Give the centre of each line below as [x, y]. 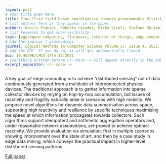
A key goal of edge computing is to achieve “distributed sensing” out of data [83, 79]
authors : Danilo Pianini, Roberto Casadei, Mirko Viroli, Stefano [75, 28]
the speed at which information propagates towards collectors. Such [75, 115]
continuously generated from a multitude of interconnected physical [74, 84]
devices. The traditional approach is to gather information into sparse [76, 89]
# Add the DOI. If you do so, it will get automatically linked [73, 51]
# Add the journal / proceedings [40, 42]
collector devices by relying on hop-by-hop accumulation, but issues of [78, 95]
